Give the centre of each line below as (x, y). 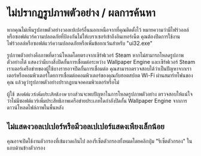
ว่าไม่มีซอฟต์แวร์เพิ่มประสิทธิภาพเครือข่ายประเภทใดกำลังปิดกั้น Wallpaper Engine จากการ (97, 100)
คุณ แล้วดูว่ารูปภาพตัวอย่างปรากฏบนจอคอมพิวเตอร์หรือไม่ (63, 82)
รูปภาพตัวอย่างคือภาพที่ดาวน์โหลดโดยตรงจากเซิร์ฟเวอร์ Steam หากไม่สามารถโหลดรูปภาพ (95, 55)
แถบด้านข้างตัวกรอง (26, 148)
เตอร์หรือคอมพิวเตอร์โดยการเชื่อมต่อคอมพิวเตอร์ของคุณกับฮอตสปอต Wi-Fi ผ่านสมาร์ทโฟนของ (100, 75)
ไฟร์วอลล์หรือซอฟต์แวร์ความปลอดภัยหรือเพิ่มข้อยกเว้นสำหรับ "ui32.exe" (80, 43)
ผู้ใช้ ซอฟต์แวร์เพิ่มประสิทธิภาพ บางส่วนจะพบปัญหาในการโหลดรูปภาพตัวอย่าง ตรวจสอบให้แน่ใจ (100, 94)
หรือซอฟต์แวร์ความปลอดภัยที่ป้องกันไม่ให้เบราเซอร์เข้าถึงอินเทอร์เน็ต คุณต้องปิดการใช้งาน (93, 36)
